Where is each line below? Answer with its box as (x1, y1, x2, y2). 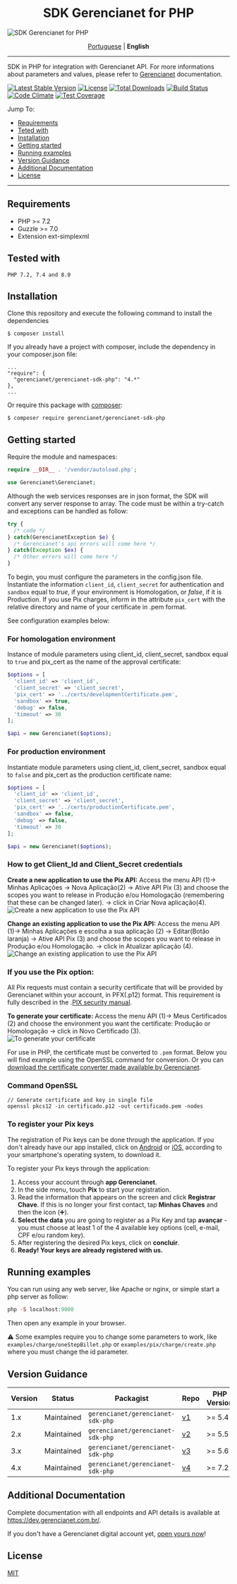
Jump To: (7, 105, 35, 113)
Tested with (7, 252, 61, 264)
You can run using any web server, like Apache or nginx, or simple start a (7, 1285, 220, 1293)
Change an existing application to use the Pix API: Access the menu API (7, 919, 220, 927)
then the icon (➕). (17, 1207, 69, 1216)
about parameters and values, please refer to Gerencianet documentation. (7, 69, 223, 78)
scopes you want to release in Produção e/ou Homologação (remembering (7, 891, 224, 899)
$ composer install (7, 330, 65, 337)
